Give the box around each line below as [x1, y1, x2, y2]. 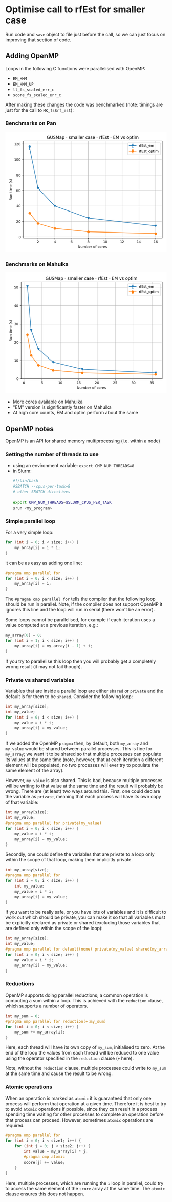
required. [5, 1122, 25, 1128]
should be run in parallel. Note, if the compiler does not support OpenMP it [5, 601, 163, 607]
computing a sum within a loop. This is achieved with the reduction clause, [5, 997, 163, 1003]
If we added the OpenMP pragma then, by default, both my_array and [5, 740, 148, 746]
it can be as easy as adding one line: [5, 560, 82, 566]
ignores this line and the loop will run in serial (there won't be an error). [5, 607, 155, 613]
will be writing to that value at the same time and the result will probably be [5, 783, 164, 789]
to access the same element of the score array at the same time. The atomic [5, 1185, 165, 1191]
